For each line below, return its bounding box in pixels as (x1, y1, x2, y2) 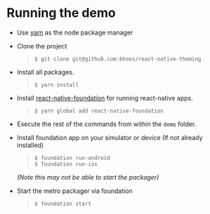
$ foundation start (34, 200, 92, 207)
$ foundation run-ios (34, 160, 98, 168)
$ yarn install (34, 81, 79, 89)
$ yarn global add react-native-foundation (34, 107, 164, 114)
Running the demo (6, 5, 117, 21)
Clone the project (16, 42, 67, 50)
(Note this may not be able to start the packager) (16, 172, 159, 181)
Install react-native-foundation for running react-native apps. (16, 94, 194, 102)
